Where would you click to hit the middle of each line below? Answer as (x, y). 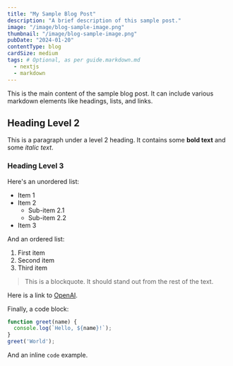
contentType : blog (34, 47)
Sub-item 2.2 (47, 217)
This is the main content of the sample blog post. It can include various (110, 93)
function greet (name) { (42, 322)
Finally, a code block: (38, 309)
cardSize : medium (33, 54)
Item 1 (26, 195)
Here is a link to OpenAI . (42, 295)
